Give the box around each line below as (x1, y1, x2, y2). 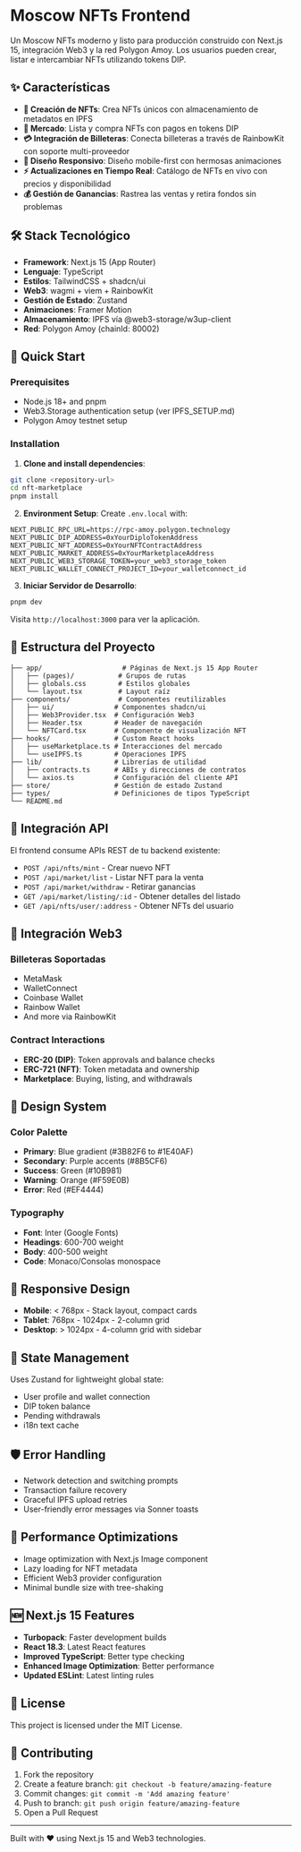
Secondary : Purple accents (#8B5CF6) (22, 1156, 168, 1167)
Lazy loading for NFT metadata (22, 1563, 138, 1573)
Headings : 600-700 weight (22, 1237, 124, 1248)
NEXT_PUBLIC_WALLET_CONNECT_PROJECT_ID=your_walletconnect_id (10, 565, 247, 574)
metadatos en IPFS (22, 113, 93, 124)
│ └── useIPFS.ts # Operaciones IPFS (10, 750, 187, 759)
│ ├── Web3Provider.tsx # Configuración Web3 (10, 710, 195, 719)
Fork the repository (22, 1770, 95, 1780)
